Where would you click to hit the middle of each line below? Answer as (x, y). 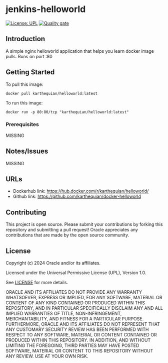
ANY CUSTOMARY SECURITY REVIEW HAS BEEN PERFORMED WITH (77, 329)
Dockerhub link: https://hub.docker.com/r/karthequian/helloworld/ (81, 191)
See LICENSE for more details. (37, 283)
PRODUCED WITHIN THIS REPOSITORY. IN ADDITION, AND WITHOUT (78, 340)
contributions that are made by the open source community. (67, 235)
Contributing (26, 212)
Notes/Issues (27, 151)
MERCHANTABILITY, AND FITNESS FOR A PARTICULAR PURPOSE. (75, 319)
